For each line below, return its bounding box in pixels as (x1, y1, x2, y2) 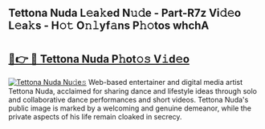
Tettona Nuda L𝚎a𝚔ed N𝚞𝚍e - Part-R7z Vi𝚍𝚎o (8, 6, 242, 20)
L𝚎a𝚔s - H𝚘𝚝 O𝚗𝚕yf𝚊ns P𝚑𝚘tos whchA (8, 19, 210, 33)
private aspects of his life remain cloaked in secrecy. (8, 112, 182, 121)
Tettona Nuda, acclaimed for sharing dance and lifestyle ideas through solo (8, 87, 257, 95)
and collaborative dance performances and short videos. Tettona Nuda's (8, 95, 249, 104)
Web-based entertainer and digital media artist (88, 78, 243, 87)
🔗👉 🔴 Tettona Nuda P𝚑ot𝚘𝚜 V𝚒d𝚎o (8, 52, 190, 66)
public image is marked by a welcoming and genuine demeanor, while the (8, 103, 251, 113)
